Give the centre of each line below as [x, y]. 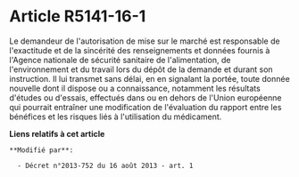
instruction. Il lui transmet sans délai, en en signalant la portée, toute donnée [149, 78]
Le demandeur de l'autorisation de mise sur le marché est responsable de [145, 41]
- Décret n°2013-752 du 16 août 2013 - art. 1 [105, 165]
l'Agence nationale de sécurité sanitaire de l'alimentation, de [120, 60]
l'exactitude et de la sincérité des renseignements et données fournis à [140, 50]
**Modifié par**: [42, 150]
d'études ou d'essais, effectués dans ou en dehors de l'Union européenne [145, 97]
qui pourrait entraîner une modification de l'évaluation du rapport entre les [145, 107]
